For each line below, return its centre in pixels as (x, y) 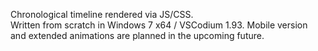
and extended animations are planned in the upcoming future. (137, 35)
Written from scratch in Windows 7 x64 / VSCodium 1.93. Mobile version (159, 25)
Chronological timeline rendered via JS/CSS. (102, 14)
